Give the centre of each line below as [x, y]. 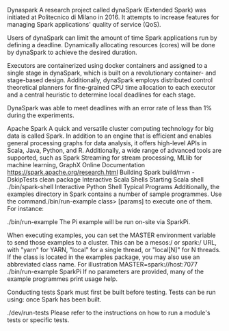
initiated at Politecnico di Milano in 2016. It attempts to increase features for [113, 17]
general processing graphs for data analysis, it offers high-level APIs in [107, 143]
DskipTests [23, 180]
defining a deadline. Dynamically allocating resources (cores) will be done [111, 45]
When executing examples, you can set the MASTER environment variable [111, 235]
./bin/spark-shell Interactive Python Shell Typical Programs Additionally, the [113, 187]
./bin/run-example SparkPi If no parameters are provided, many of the [105, 271]
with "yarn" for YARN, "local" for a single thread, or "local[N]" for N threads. [114, 250]
